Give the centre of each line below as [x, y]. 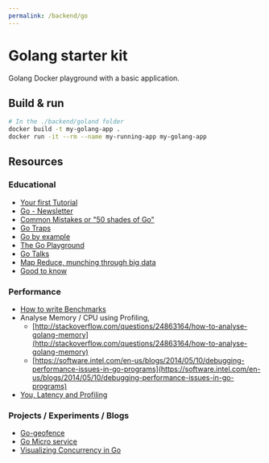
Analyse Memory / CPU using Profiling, [85, 317]
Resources [36, 162]
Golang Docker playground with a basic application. [94, 78]
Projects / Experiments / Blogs [69, 415]
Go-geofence [42, 433]
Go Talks [35, 254]
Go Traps [35, 228]
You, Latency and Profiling [64, 395]
